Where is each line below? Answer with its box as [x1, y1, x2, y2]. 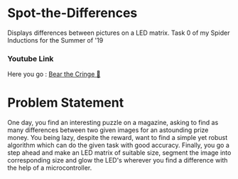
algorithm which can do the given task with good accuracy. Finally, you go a [7, 141, 229, 150]
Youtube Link [7, 53, 54, 63]
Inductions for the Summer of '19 [7, 36, 104, 44]
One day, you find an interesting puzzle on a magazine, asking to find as [7, 119, 219, 127]
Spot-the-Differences [7, 5, 138, 21]
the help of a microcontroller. [7, 163, 92, 172]
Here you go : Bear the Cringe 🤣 [7, 70, 101, 79]
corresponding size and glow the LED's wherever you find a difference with [7, 156, 228, 165]
